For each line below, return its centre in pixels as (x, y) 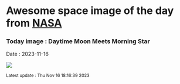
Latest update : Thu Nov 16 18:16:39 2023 (48, 76)
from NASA (34, 23)
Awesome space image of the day (90, 11)
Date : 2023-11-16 (27, 54)
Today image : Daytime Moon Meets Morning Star (78, 41)
